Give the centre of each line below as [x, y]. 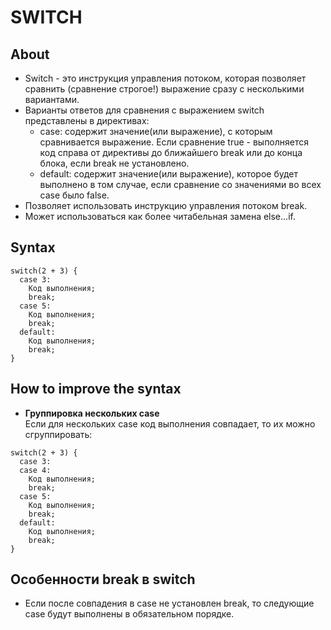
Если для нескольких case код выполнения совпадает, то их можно [170, 423]
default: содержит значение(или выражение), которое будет [169, 174]
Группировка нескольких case [92, 413]
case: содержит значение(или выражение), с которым [156, 131]
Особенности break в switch [103, 579]
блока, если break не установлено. [114, 163]
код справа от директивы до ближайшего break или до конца [171, 152]
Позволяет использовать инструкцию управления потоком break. [166, 205]
